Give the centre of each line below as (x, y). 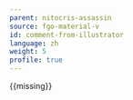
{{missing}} (31, 86)
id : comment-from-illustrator (67, 35)
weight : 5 (28, 52)
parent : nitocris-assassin (61, 18)
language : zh (34, 43)
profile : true (36, 60)
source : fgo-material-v (55, 26)
